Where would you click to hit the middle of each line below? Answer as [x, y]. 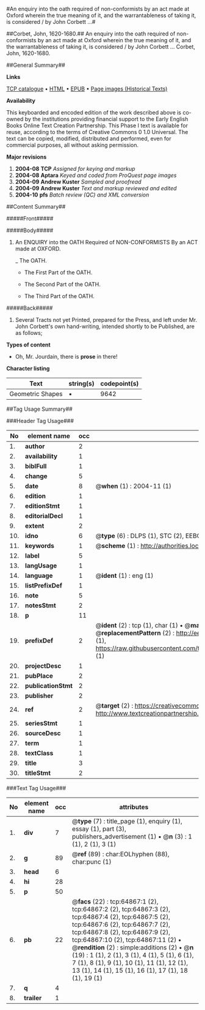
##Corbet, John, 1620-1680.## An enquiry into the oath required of [91, 34]
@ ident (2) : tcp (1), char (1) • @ [143, 625]
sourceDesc [43, 733]
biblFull [36, 466]
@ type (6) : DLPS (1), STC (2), [140, 536]
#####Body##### [30, 230]
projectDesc [43, 666]
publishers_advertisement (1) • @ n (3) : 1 [132, 836]
